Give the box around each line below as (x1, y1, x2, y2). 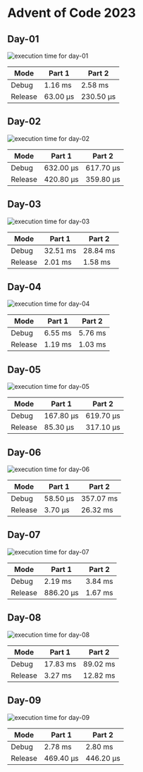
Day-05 (7, 363, 41, 375)
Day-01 (7, 33, 39, 45)
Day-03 (7, 199, 42, 211)
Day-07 (7, 529, 41, 541)
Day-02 (7, 116, 42, 127)
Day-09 (7, 695, 42, 706)
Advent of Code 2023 (7, 5, 136, 21)
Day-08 (7, 611, 42, 624)
